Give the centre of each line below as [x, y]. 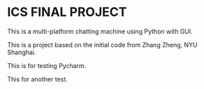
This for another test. [37, 79]
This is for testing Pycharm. [47, 65]
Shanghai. [22, 52]
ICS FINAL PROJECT [67, 12]
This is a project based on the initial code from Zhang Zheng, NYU [102, 44]
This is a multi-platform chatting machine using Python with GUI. [100, 31]
